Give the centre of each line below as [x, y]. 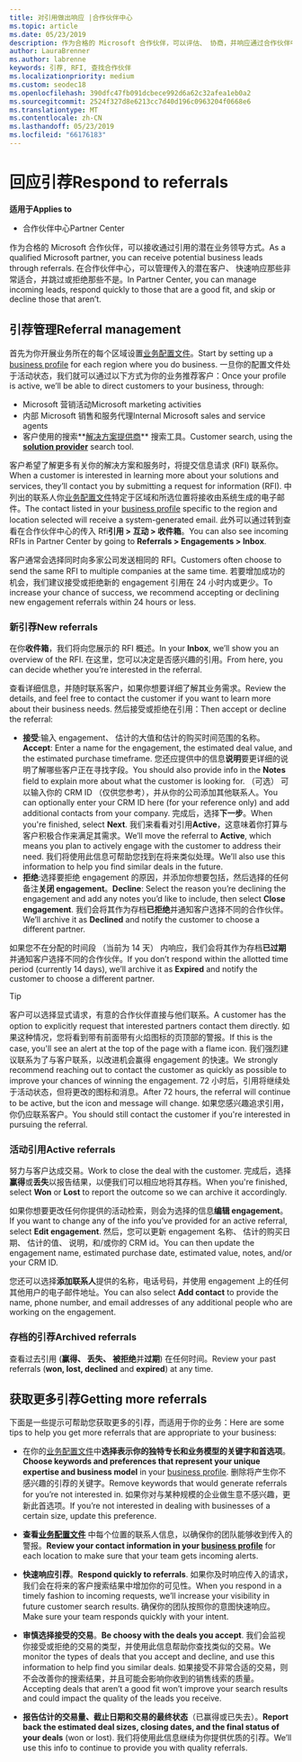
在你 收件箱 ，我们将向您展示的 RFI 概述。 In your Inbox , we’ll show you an [144, 648]
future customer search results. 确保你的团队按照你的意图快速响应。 [149, 1607]
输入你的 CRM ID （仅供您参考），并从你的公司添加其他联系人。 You [154, 792]
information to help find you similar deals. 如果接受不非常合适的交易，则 [155, 1667]
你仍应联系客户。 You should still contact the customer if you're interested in [150, 1114]
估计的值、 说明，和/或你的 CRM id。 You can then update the [140, 1243]
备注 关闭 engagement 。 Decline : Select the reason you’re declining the [154, 888]
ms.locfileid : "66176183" [58, 135]
